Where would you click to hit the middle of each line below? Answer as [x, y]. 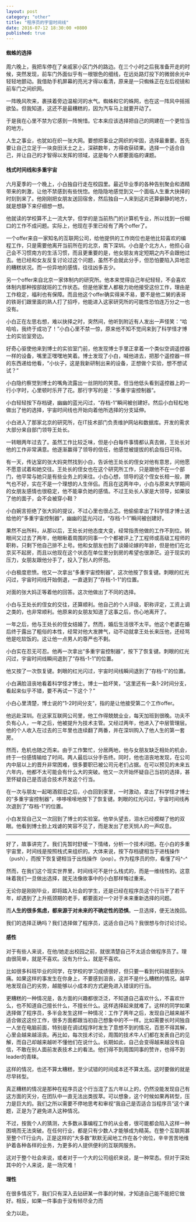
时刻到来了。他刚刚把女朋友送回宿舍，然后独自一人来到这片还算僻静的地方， [98, 198]
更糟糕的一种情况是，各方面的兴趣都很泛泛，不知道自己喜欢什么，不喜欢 [93, 998]
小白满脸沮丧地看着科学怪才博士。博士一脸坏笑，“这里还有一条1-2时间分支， [98, 683]
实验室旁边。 [32, 336]
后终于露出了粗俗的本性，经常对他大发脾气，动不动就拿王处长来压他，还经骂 [98, 631]
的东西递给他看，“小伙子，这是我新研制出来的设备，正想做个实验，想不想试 [97, 363]
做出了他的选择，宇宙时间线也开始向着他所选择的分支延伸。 [78, 409]
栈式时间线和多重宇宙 [32, 170]
